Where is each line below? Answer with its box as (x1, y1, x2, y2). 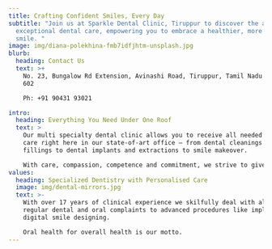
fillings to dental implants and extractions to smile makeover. (23, 146, 249, 154)
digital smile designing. (23, 213, 111, 222)
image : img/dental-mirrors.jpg (15, 184, 121, 192)
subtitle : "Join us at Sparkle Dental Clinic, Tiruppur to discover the (8, 19, 259, 27)
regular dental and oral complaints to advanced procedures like (23, 206, 249, 214)
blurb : (8, 49, 31, 57)
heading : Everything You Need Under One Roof (15, 116, 172, 124)
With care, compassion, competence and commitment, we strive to (23, 161, 249, 169)
